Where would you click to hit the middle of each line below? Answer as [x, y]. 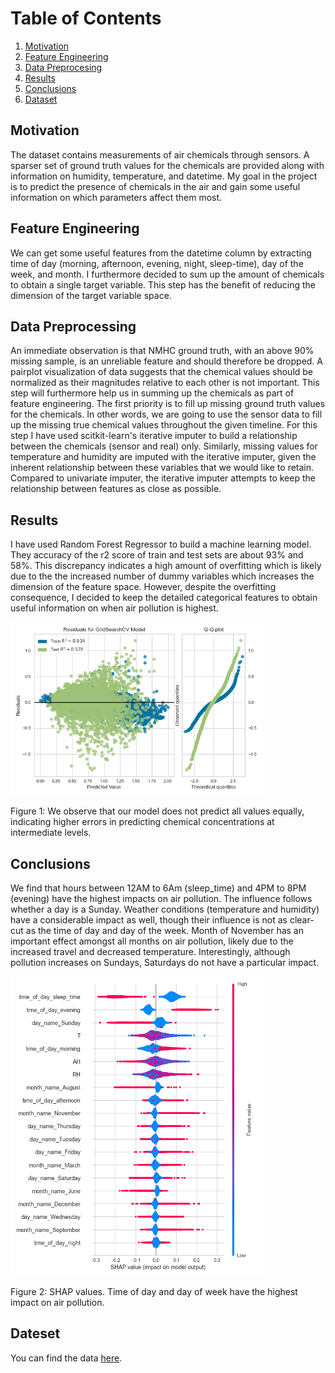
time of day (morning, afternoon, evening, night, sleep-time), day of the [157, 263]
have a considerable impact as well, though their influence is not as [149, 920]
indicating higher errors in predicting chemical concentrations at [142, 822]
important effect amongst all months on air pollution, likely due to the [152, 941]
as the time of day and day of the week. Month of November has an [165, 931]
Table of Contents [86, 18]
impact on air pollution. [57, 1302]
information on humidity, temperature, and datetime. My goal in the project [164, 176]
